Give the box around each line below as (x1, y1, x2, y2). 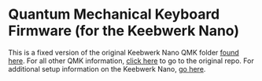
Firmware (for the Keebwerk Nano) (8, 22, 240, 40)
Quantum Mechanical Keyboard (8, 5, 220, 23)
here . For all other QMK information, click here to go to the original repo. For (8, 56, 254, 65)
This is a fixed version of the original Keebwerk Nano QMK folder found (8, 48, 240, 57)
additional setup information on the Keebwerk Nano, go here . (8, 64, 206, 73)
